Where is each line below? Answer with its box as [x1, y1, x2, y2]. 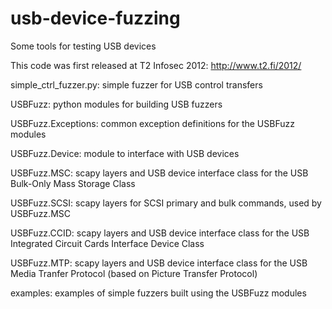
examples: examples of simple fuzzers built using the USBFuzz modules [10, 287, 307, 299]
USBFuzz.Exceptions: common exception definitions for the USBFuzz [10, 117, 295, 129]
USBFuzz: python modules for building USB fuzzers [10, 98, 223, 110]
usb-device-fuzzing [10, 7, 181, 30]
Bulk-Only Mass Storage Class [10, 177, 136, 189]
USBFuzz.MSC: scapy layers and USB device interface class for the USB [10, 167, 309, 179]
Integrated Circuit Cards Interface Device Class [10, 237, 205, 249]
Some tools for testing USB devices [10, 40, 157, 52]
